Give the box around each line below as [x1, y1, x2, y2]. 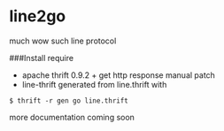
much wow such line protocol [9, 35, 117, 46]
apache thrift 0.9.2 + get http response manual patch [21, 69, 215, 81]
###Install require [9, 52, 73, 63]
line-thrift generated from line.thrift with [21, 79, 167, 89]
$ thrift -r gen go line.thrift [9, 96, 128, 105]
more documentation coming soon [9, 112, 135, 122]
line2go [9, 6, 66, 27]
